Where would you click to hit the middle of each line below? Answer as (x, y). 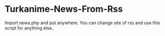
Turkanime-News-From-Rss (64, 9)
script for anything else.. (29, 28)
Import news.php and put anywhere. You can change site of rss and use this (82, 23)
